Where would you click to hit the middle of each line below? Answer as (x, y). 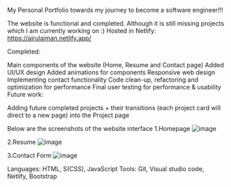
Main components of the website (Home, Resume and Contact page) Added (115, 65)
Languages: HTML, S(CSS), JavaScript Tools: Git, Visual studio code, (106, 169)
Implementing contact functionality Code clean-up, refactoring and (103, 80)
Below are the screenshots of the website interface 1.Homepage (99, 128)
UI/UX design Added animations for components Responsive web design (111, 72)
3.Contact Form (29, 155)
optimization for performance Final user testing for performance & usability (114, 87)
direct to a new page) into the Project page (68, 115)
